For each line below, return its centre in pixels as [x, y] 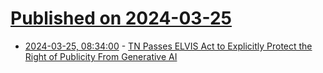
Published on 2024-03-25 [121, 18]
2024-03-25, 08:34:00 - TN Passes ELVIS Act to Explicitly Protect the [168, 46]
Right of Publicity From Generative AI [101, 56]
